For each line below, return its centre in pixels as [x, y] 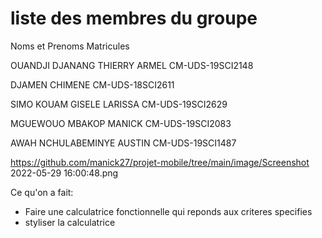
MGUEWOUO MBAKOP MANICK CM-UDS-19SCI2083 [121, 123]
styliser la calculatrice [70, 222]
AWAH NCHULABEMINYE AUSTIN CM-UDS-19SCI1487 [123, 143]
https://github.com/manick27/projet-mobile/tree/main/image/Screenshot [160, 162]
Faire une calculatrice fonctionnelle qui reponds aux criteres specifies [168, 211]
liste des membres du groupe [134, 18]
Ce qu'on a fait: [42, 192]
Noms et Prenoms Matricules [70, 46]
